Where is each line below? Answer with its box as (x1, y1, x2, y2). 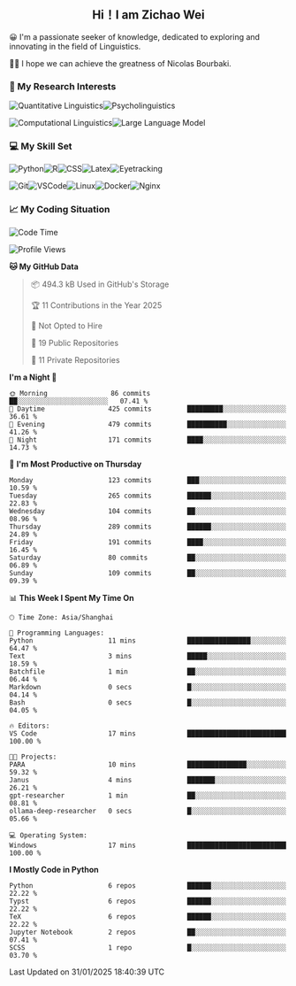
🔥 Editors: (9, 721, 50, 730)
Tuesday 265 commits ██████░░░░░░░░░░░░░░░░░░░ (9, 491, 287, 500)
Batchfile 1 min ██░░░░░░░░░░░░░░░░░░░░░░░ (9, 666, 287, 676)
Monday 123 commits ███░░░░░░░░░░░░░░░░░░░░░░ (9, 475, 287, 484)
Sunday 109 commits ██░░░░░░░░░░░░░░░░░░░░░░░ (9, 568, 287, 577)
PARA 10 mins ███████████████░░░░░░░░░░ (9, 759, 287, 769)
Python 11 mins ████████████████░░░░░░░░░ (9, 636, 287, 645)
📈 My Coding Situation (9, 204, 110, 216)
